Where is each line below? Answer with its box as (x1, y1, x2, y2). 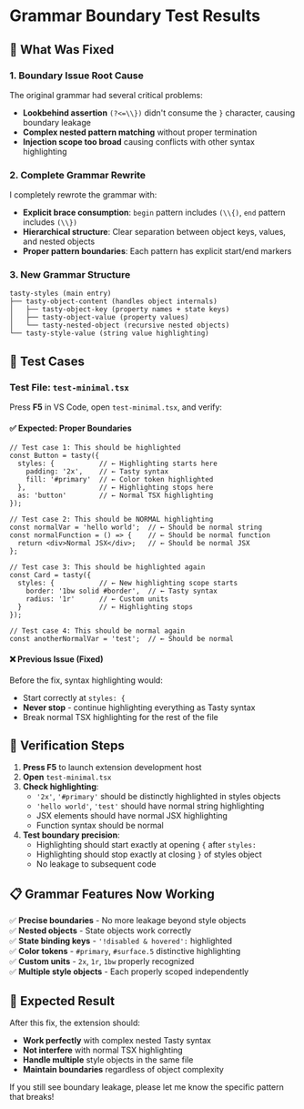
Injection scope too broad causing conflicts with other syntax (22, 136, 255, 147)
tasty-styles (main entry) (9, 289, 112, 299)
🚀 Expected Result (9, 993, 116, 1009)
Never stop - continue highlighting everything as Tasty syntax (22, 702, 256, 713)
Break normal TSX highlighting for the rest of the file (22, 711, 218, 722)
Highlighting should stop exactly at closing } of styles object (35, 849, 262, 860)
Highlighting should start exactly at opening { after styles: (35, 839, 257, 850)
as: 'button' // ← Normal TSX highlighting (17, 491, 214, 501)
